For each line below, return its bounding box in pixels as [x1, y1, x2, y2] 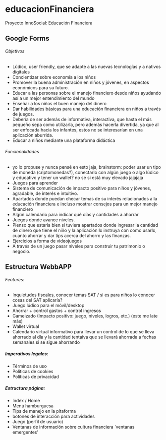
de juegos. [12, 111, 34, 117]
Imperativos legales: [5, 351, 49, 357]
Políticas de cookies [12, 369, 54, 375]
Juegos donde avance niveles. [12, 217, 75, 223]
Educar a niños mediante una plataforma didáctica [12, 137, 115, 143]
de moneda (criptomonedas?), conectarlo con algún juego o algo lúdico [12, 169, 159, 175]
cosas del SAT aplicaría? [12, 297, 63, 303]
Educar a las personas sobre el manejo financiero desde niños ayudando [12, 90, 161, 96]
